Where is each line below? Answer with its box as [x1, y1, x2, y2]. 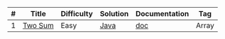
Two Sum [22, 21, 55, 30]
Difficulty [60, 9, 94, 18]
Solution [99, 9, 129, 18]
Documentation [135, 9, 190, 18]
